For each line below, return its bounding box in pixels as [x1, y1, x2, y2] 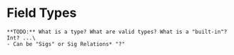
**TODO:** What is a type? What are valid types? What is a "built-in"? [6, 28, 228, 35]
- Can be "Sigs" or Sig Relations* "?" [6, 40, 126, 47]
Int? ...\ [6, 34, 36, 42]
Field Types [6, 5, 77, 21]
